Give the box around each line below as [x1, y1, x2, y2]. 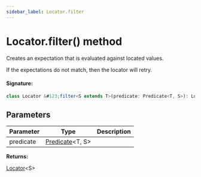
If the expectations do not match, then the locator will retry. [6, 66, 153, 73]
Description [96, 127, 131, 136]
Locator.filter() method [6, 34, 123, 48]
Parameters [6, 110, 51, 120]
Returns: [6, 153, 29, 160]
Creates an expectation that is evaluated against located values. [6, 55, 164, 62]
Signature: [6, 80, 33, 87]
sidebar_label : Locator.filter [6, 8, 84, 15]
